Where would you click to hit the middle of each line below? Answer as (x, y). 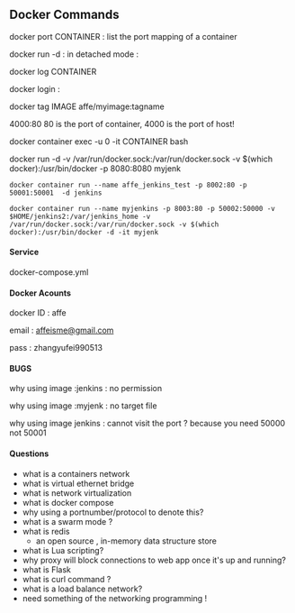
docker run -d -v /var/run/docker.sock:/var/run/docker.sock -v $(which (141, 159)
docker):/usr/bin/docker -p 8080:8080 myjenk (95, 168)
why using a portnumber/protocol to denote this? (113, 512)
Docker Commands (64, 15)
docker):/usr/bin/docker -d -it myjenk (84, 232)
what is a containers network (76, 473)
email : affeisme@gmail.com (62, 330)
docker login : (35, 88)
